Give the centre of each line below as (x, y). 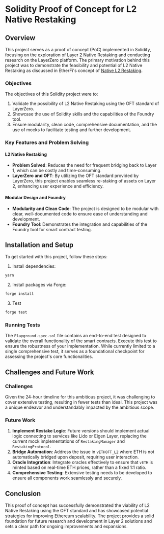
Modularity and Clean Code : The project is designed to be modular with (85, 209)
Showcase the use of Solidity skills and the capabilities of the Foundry (83, 114)
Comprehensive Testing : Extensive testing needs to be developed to (82, 473)
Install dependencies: (34, 266)
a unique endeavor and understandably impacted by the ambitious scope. (80, 407)
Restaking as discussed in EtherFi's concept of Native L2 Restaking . (74, 71)
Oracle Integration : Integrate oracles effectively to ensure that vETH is (82, 463)
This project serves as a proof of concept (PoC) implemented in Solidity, (78, 50)
